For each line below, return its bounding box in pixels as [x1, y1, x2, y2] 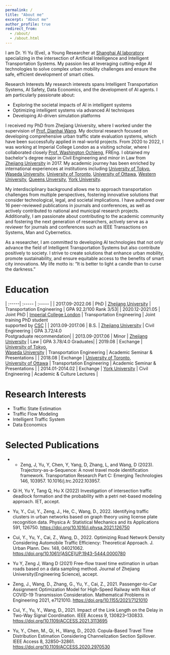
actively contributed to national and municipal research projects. [5, 208, 140, 214]
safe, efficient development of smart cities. [5, 71, 95, 77]
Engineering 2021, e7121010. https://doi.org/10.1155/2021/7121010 [12, 597, 148, 603]
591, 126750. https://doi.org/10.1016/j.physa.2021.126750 [12, 524, 130, 531]
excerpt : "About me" [5, 17, 49, 22]
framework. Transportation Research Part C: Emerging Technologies [20, 472, 163, 478]
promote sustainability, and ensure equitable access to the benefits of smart [5, 255, 164, 261]
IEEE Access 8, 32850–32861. [12, 638, 75, 644]
